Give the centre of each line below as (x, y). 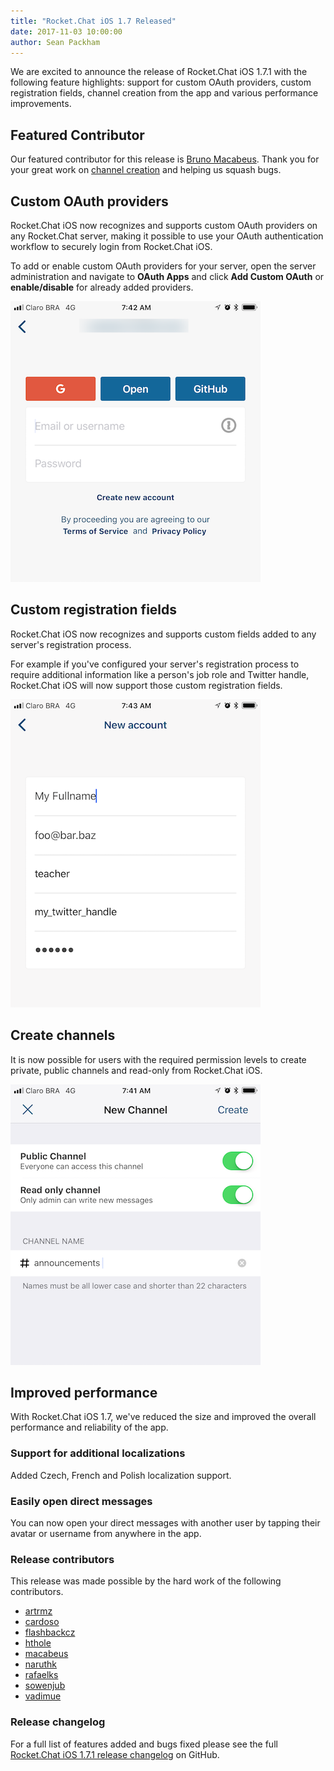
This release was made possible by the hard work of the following (146, 1581)
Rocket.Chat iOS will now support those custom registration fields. (146, 685)
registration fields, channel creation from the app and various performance (164, 93)
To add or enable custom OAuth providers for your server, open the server (163, 266)
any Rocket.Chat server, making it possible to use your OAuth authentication (167, 236)
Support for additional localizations (98, 1453)
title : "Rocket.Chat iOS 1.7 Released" (93, 21)
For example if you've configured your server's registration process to (155, 664)
